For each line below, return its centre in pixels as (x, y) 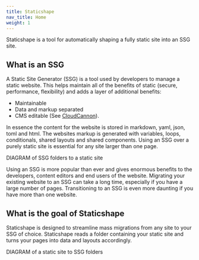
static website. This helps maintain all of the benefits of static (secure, (92, 85)
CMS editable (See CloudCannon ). (57, 116)
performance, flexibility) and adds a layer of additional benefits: (84, 92)
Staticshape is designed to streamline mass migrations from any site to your (99, 228)
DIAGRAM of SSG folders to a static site (55, 158)
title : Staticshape (30, 12)
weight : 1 (18, 23)
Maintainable (31, 103)
